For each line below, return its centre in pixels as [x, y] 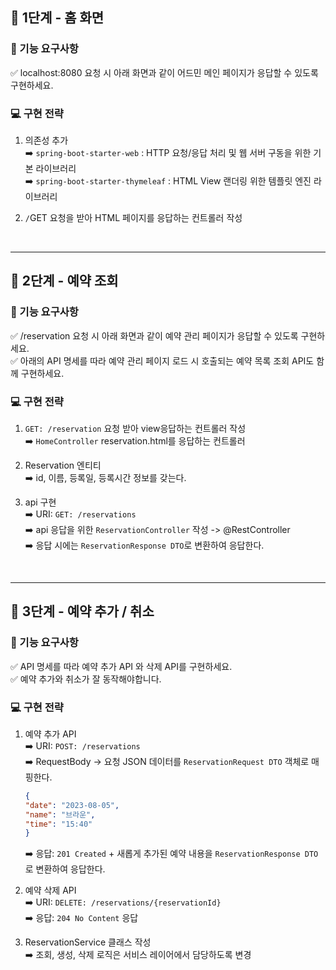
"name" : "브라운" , [60, 814]
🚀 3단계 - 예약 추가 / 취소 [82, 611]
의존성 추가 [46, 140]
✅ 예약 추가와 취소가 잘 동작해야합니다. [86, 679]
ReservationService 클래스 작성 [88, 942]
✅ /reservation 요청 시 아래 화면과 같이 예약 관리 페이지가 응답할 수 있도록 [154, 335]
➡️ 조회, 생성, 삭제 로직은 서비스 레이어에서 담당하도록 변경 [138, 955]
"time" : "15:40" [58, 824]
